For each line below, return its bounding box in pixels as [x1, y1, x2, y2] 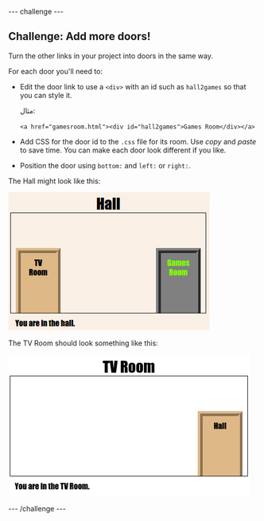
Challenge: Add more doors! [8, 30, 151, 43]
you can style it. [19, 90, 72, 100]
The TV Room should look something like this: [8, 338, 159, 348]
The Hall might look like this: [8, 176, 101, 186]
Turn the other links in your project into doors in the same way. [8, 51, 213, 61]
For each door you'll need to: [8, 66, 103, 76]
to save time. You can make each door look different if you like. [19, 145, 227, 155]
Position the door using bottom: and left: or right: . [19, 160, 191, 170]
